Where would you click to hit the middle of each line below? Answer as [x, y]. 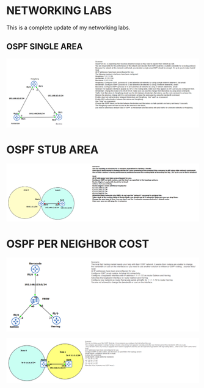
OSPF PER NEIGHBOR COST [78, 244]
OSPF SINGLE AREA [45, 47]
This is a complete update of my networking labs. [68, 27]
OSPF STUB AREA [53, 150]
